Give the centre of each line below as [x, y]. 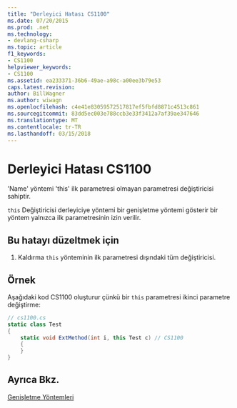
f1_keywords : [27, 54]
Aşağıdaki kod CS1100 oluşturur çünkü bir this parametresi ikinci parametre [119, 297]
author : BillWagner [36, 94]
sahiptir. [19, 196]
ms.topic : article [35, 47]
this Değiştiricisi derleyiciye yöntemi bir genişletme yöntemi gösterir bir [113, 210]
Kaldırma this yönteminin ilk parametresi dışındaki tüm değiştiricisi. [117, 257]
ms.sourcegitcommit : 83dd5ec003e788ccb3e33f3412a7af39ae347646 [104, 114]
